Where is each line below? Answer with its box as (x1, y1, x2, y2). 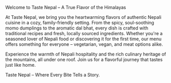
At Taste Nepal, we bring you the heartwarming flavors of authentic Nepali (5, 14, 162, 20)
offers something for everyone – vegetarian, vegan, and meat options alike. (5, 41, 163, 47)
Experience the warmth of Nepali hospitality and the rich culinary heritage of (5, 51, 166, 57)
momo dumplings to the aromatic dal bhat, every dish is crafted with (5, 25, 149, 31)
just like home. (5, 62, 36, 68)
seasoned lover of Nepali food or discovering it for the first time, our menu (5, 36, 162, 42)
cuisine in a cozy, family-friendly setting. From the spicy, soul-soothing (5, 20, 155, 25)
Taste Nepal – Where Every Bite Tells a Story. (5, 72, 100, 78)
